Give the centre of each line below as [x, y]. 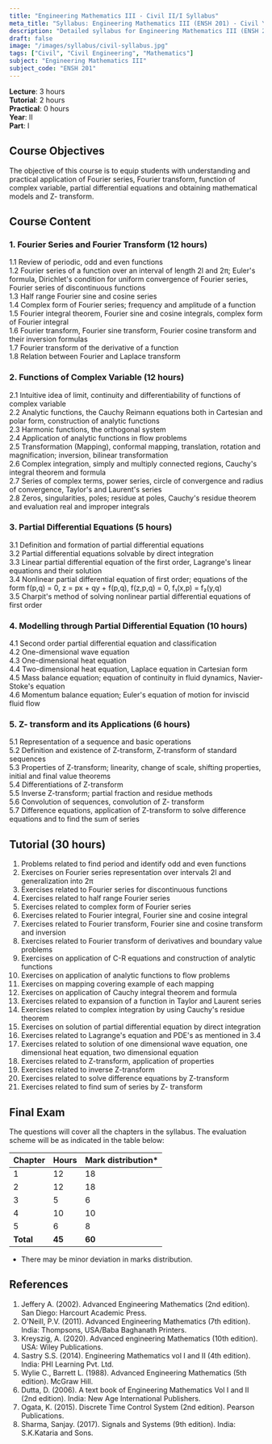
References [39, 1285]
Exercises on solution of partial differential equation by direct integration [141, 1027]
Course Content [50, 222]
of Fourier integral [39, 322]
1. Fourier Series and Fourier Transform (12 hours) [109, 245]
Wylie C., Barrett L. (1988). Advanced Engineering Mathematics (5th [134, 1372]
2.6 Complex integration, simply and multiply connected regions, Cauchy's [133, 463]
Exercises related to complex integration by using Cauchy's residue [133, 1010]
